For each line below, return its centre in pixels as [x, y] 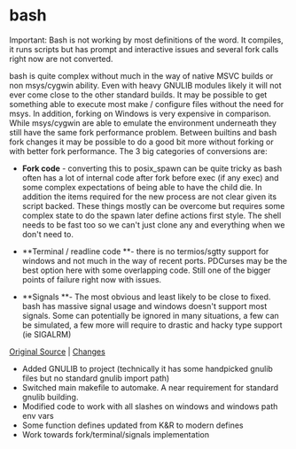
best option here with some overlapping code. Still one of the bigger [146, 270]
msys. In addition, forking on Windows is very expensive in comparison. [140, 113]
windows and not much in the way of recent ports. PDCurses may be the [155, 260]
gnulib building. [50, 397]
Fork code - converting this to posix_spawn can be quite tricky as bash [152, 168]
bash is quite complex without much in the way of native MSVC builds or [141, 75]
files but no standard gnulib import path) [96, 378]
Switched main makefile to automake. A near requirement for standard [150, 387]
